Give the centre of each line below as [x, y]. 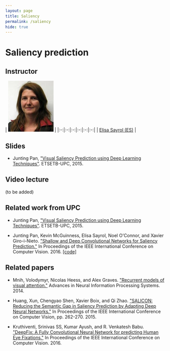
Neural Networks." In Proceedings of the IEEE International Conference [87, 311]
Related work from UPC [43, 208]
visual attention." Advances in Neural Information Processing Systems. [86, 285]
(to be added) [20, 192]
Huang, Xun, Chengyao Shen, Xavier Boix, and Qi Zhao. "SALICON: [83, 301]
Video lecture [27, 180]
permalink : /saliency [28, 21]
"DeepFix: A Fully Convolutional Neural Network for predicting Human [86, 332]
